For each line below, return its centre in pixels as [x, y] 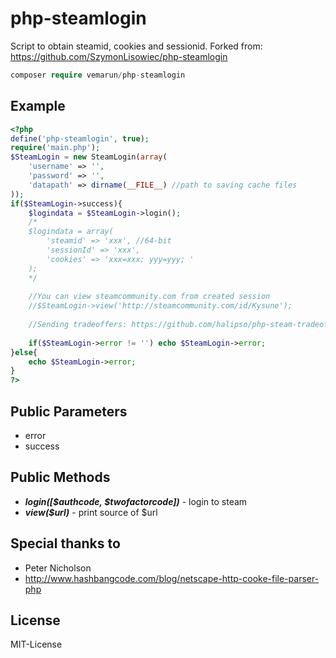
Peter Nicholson [58, 568]
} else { [24, 352]
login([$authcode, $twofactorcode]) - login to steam [136, 501]
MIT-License [36, 644]
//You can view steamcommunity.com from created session [149, 297]
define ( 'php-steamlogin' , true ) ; [80, 138]
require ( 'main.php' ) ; [55, 148]
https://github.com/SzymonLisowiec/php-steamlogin [119, 56]
